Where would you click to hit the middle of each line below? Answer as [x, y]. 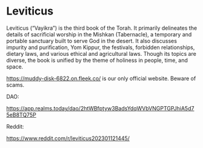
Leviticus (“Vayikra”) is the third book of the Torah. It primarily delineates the [102, 28]
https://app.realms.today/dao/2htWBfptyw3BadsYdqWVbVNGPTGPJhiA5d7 [100, 108]
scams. [15, 85]
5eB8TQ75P [21, 115]
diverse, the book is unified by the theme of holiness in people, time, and [97, 60]
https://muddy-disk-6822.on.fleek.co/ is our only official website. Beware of [101, 78]
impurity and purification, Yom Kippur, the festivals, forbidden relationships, [101, 47]
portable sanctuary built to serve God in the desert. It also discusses [92, 41]
